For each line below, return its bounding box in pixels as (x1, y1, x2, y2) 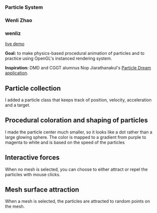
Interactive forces (5, 153, 60, 162)
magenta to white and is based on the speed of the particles (5, 139, 125, 145)
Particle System (5, 4, 43, 11)
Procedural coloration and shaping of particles (5, 116, 148, 125)
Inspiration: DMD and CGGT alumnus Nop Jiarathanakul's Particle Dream (5, 65, 151, 71)
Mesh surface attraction (5, 185, 80, 194)
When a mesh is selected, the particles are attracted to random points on (5, 198, 150, 204)
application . (5, 70, 29, 76)
